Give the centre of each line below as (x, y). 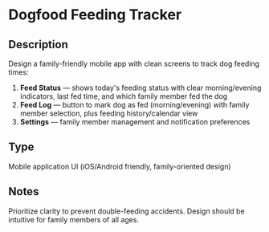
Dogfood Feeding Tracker (95, 15)
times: (18, 72)
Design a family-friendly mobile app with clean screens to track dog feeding (134, 63)
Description (38, 45)
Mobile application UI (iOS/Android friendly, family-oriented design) (120, 166)
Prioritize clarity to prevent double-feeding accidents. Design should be (126, 211)
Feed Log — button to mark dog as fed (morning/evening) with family (134, 105)
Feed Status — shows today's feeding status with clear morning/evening (141, 88)
